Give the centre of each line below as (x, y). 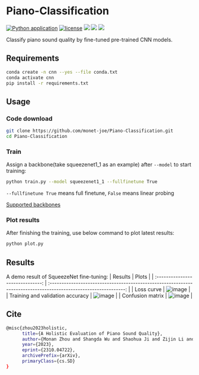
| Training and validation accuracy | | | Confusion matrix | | (99, 295)
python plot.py (25, 244)
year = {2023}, (38, 345)
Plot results (23, 220)
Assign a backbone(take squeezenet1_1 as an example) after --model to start (99, 165)
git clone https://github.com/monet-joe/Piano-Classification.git (90, 131)
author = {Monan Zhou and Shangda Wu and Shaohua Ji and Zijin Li (103, 339)
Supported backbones (33, 204)
